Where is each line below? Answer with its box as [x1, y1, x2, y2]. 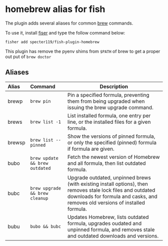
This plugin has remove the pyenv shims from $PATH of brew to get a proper [5, 48, 160, 54]
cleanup [29, 195, 48, 201]
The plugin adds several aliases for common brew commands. [5, 20, 133, 26]
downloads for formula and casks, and [67, 193, 157, 200]
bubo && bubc [29, 223, 61, 229]
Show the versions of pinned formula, [67, 133, 155, 140]
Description [99, 83, 128, 90]
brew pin [29, 98, 51, 104]
